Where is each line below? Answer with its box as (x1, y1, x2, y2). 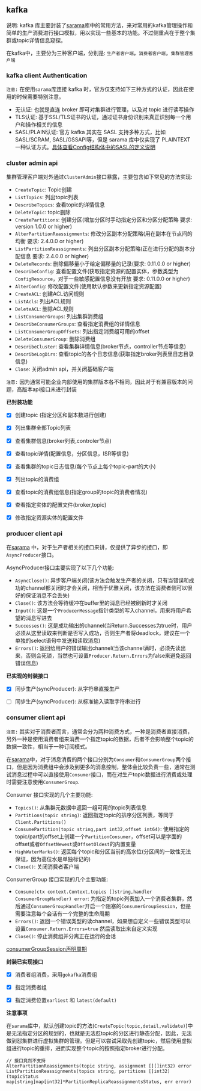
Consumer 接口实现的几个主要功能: (6, 791, 93, 798)
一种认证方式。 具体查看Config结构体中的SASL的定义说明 (14, 144, 156, 151)
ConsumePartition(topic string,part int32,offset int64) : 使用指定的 (14, 825, 190, 832)
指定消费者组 (14, 983, 47, 991)
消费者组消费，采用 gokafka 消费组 (14, 971, 97, 978)
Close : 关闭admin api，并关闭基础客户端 (14, 365, 114, 372)
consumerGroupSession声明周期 (6, 945, 87, 953)
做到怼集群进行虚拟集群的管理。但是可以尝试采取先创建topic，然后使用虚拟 (6, 1037, 192, 1044)
